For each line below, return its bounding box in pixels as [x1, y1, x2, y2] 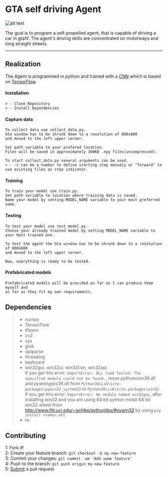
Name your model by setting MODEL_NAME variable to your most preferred [5, 198, 160, 203]
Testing [5, 212, 21, 218]
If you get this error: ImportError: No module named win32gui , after [24, 391, 162, 397]
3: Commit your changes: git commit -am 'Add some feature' [5, 455, 132, 461]
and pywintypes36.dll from [24, 380, 80, 387]
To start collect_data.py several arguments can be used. [5, 158, 128, 163]
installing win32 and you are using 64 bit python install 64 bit [24, 396, 151, 403]
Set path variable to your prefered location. [5, 145, 104, 150]
